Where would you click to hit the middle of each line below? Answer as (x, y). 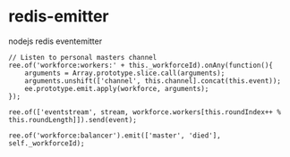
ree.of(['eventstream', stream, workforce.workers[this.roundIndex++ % (145, 112)
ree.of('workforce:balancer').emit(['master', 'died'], (115, 136)
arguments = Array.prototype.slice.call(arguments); (125, 73)
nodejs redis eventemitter (55, 41)
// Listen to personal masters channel (83, 57)
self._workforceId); (47, 143)
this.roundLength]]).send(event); (73, 120)
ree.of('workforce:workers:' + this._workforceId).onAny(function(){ (141, 65)
